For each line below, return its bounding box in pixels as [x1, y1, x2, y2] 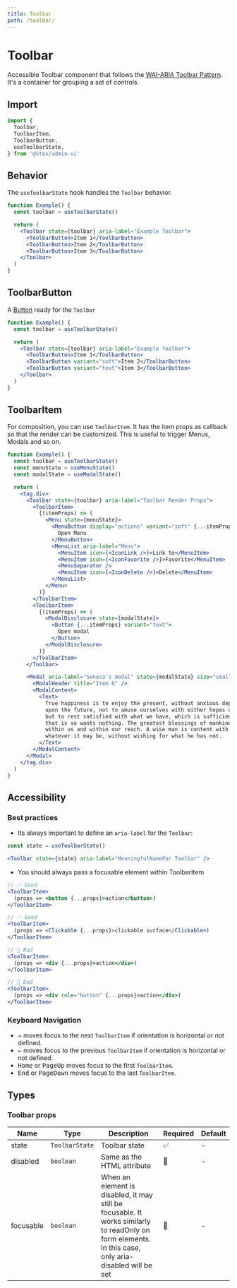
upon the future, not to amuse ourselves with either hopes [44, 706, 226, 714]
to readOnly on [101, 1225, 150, 1235]
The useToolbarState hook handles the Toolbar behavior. [7, 188, 173, 197]
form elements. [101, 1234, 152, 1244]
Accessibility [7, 791, 66, 803]
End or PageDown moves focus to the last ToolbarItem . [17, 1069, 176, 1077]
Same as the [101, 1152, 142, 1162]
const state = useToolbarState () [7, 843, 106, 850]
